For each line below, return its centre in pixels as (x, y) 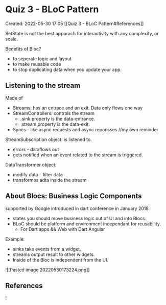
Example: (15, 239)
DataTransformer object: (31, 165)
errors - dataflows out (36, 149)
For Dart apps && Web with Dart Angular (63, 229)
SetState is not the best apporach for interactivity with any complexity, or (82, 33)
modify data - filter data (38, 174)
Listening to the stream (43, 86)
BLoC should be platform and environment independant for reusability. (87, 224)
